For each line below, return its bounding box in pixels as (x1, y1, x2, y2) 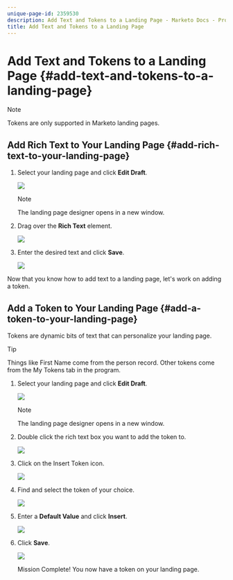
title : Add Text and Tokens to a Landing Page (7, 23, 144, 30)
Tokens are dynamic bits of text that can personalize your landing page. (7, 331, 212, 340)
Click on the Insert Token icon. (17, 459, 105, 467)
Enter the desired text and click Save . (17, 248, 125, 257)
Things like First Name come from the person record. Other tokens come (7, 358, 215, 367)
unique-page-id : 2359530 (7, 10, 79, 17)
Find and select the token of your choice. (17, 486, 135, 494)
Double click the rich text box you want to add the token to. (17, 432, 187, 441)
